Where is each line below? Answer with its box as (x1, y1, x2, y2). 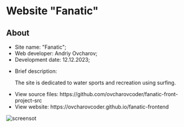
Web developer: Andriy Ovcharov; (14, 50, 98, 57)
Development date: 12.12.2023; (14, 56, 91, 63)
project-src (14, 97, 43, 104)
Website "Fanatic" (6, 4, 99, 18)
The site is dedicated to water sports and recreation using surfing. (14, 79, 176, 86)
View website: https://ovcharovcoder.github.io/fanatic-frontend (14, 103, 169, 110)
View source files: (14, 91, 59, 97)
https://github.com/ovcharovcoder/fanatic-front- (59, 91, 179, 97)
